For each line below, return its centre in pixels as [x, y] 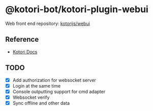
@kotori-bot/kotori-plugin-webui [77, 9]
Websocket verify [31, 97]
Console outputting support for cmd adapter [59, 91]
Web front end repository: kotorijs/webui [48, 23]
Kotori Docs [25, 51]
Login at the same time [37, 86]
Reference [22, 39]
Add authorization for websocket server [54, 80]
